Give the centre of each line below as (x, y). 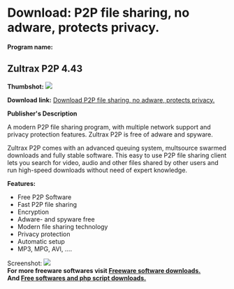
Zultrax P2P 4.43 (45, 69)
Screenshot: (25, 263)
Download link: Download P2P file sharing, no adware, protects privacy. (111, 100)
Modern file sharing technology (63, 226)
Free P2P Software (44, 197)
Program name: (30, 47)
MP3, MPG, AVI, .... (44, 249)
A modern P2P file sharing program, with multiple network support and (109, 127)
